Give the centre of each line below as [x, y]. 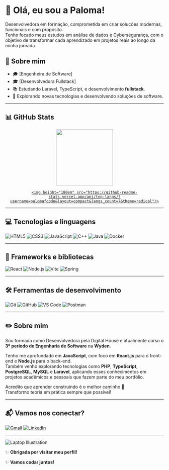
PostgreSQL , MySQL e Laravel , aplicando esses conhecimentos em [76, 371]
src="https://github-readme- [107, 192]
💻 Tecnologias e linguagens [51, 221]
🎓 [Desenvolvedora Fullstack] [44, 81]
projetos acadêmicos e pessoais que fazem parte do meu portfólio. [75, 377]
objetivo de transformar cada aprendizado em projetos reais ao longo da [80, 40]
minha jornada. [21, 45]
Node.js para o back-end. [45, 361]
